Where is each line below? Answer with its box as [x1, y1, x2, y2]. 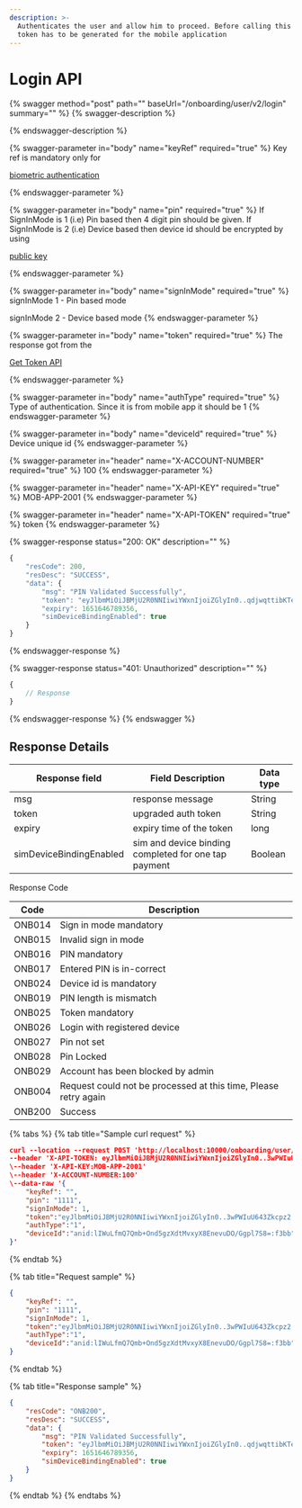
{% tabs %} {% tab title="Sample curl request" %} [9, 1128, 196, 1139]
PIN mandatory [59, 947, 123, 960]
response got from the [9, 339, 93, 351]
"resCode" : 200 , [25, 562, 87, 571]
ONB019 [13, 992, 51, 1004]
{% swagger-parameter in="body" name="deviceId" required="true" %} [9, 428, 278, 439]
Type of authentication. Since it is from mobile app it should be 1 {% [9, 401, 261, 412]
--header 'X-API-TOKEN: [9, 1153, 99, 1163]
